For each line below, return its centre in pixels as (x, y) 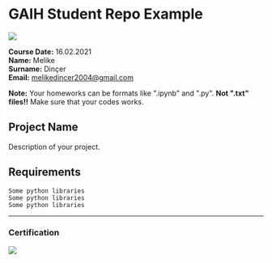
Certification (34, 233)
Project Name (43, 127)
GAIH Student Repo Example (106, 14)
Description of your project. (54, 146)
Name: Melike (32, 60)
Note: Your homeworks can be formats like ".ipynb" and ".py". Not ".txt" (129, 93)
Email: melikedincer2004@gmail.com (71, 77)
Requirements (45, 172)
